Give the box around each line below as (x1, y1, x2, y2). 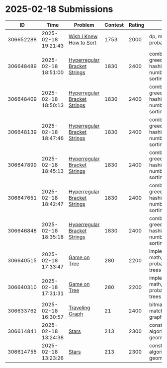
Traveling (69, 304, 90, 311)
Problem (74, 21, 94, 28)
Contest (104, 21, 124, 28)
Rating (128, 21, 145, 28)
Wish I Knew (69, 33, 98, 40)
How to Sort (69, 39, 97, 46)
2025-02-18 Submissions (5, 3, 113, 15)
